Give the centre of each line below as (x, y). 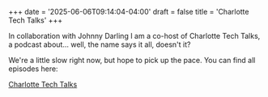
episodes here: (33, 69)
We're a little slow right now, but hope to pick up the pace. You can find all (132, 60)
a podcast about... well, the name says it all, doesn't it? (100, 44)
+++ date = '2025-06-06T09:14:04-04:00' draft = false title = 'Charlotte (129, 12)
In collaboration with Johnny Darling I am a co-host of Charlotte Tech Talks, (134, 36)
